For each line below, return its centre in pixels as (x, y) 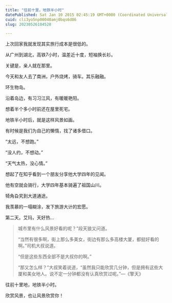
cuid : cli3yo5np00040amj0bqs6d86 (41, 19)
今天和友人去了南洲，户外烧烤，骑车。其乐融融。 (57, 77)
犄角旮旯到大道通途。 (28, 196)
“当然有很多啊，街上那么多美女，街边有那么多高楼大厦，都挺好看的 (88, 239)
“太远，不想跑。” (22, 142)
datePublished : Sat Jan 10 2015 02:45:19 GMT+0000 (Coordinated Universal (87, 15)
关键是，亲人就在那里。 (30, 66)
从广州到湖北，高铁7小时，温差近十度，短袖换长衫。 (60, 55)
